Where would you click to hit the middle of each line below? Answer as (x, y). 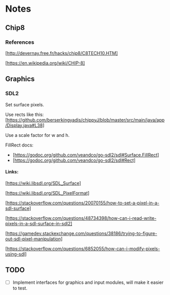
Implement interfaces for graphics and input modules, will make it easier (88, 282)
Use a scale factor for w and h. (38, 135)
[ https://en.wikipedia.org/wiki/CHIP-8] (45, 63)
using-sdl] (16, 254)
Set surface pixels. (25, 104)
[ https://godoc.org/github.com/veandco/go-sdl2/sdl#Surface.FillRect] (86, 155)
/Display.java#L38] (25, 125)
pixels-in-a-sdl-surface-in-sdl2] (39, 223)
